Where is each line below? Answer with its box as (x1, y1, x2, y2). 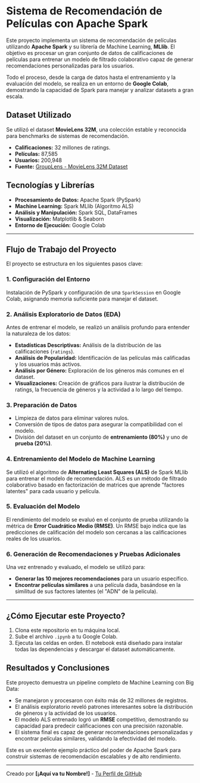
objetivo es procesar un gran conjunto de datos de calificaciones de (6, 49, 173, 56)
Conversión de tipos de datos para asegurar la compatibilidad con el (14, 421, 183, 428)
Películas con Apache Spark (6, 17, 148, 30)
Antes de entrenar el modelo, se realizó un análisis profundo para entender (6, 323, 190, 331)
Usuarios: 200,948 (14, 157, 62, 164)
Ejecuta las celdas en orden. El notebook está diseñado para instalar (14, 639, 183, 646)
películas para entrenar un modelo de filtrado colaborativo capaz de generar (6, 56, 193, 63)
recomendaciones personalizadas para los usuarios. (6, 62, 135, 69)
